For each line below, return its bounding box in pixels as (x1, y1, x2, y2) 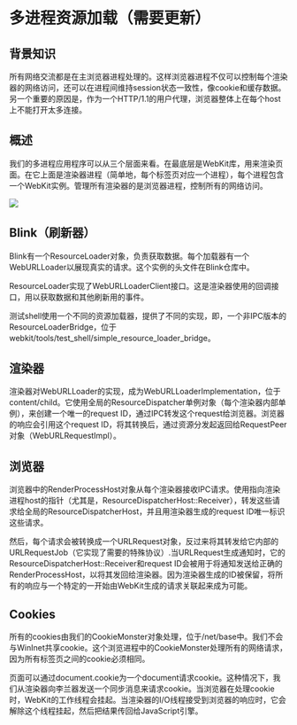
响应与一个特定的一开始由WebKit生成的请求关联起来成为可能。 (24, 581, 253, 591)
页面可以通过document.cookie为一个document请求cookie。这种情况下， (9, 673, 274, 683)
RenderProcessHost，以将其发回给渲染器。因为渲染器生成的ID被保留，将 (9, 569, 276, 581)
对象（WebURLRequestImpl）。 (9, 431, 122, 441)
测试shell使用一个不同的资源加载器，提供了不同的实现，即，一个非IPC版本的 (9, 310, 287, 321)
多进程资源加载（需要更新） (9, 8, 211, 28)
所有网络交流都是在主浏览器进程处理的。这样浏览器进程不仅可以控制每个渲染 (9, 72, 288, 82)
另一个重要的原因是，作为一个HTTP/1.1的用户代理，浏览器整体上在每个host (9, 94, 281, 104)
